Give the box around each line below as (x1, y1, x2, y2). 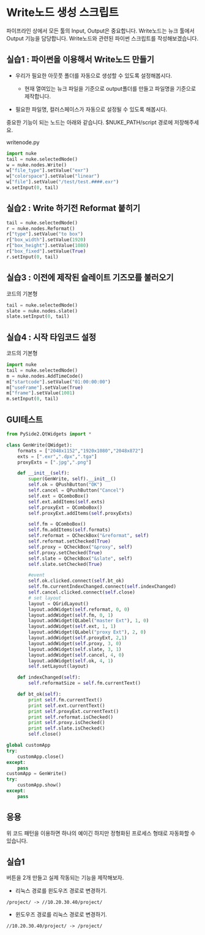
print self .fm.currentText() (28, 696, 103, 703)
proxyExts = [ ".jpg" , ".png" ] (17, 459, 92, 465)
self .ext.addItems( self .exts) (28, 498, 105, 505)
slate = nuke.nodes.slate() (6, 308, 78, 314)
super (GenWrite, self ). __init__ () (28, 476, 116, 482)
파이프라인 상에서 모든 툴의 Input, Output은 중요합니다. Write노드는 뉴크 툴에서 (6, 27, 195, 34)
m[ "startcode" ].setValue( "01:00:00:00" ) (6, 378, 111, 385)
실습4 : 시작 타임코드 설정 (6, 332, 97, 342)
